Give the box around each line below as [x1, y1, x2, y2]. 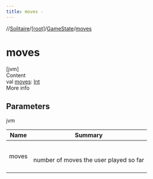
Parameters [6, 101, 50, 111]
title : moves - [6, 8, 44, 15]
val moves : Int [6, 78, 40, 85]
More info [6, 84, 30, 91]
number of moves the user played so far [33, 156, 145, 164]
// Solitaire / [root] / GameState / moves [6, 25, 92, 32]
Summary [74, 131, 103, 139]
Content [6, 72, 26, 79]
